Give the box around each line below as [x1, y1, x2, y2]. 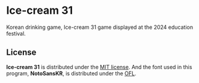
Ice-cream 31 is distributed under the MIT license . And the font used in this [6, 63, 192, 70]
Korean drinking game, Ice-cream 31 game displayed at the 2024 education [6, 23, 194, 31]
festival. [6, 29, 26, 37]
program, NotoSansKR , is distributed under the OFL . [6, 70, 136, 77]
